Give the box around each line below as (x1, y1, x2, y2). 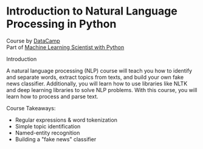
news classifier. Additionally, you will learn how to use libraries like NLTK (6, 80, 188, 87)
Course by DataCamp (6, 37, 61, 44)
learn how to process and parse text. (6, 93, 98, 100)
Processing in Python (6, 17, 117, 31)
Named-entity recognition (15, 129, 80, 136)
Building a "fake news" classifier (15, 135, 97, 143)
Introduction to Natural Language (6, 4, 177, 18)
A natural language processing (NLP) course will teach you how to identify (6, 67, 193, 74)
